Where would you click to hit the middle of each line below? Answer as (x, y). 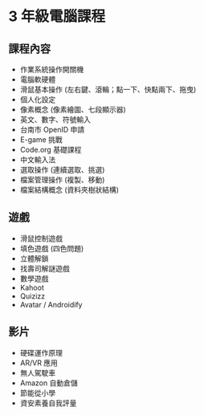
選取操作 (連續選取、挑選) (62, 170)
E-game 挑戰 (41, 140)
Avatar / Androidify (51, 304)
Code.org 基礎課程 (51, 150)
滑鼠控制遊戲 (41, 238)
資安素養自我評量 (48, 403)
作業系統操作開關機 (52, 69)
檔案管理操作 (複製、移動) (62, 180)
